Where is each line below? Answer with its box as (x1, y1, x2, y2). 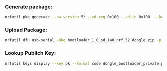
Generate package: (5, 3, 53, 10)
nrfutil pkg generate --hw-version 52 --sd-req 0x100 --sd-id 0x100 (5, 15, 150, 20)
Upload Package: (5, 26, 47, 33)
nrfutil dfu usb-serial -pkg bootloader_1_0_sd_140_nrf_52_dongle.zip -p (5, 38, 162, 43)
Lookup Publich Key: (5, 50, 56, 57)
